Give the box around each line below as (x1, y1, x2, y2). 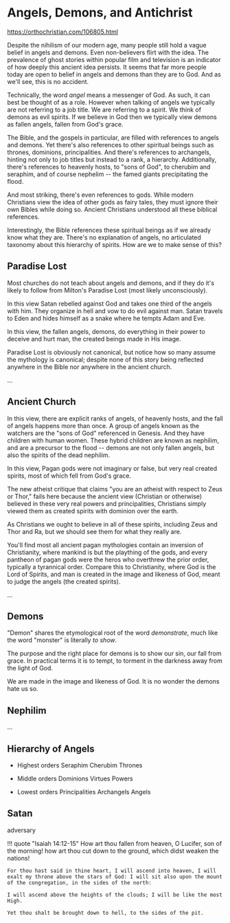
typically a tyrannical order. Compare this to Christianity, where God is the (7, 562, 216, 571)
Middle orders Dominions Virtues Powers (16, 774, 133, 783)
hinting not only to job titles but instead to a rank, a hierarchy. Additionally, (7, 155, 217, 163)
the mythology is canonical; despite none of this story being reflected (7, 355, 204, 363)
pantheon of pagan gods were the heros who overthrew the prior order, (7, 555, 209, 564)
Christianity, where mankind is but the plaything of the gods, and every (7, 548, 208, 556)
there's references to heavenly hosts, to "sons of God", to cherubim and (7, 162, 211, 171)
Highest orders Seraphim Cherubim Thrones (16, 761, 143, 769)
